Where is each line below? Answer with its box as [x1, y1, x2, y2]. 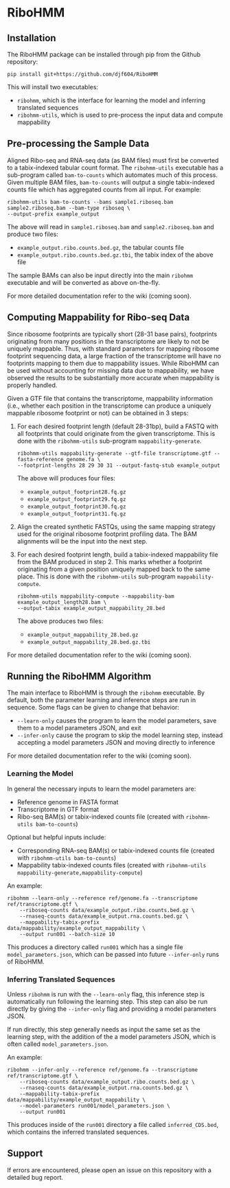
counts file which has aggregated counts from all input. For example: [7, 185, 201, 194]
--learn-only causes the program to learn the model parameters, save [16, 717, 217, 725]
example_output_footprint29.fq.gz [27, 496, 126, 502]
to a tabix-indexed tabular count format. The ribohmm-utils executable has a [7, 163, 224, 172]
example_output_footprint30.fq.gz [27, 503, 126, 510]
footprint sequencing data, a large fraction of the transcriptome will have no [7, 351, 222, 360]
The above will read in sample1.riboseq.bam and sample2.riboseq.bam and [7, 222, 214, 231]
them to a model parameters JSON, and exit [16, 724, 141, 732]
